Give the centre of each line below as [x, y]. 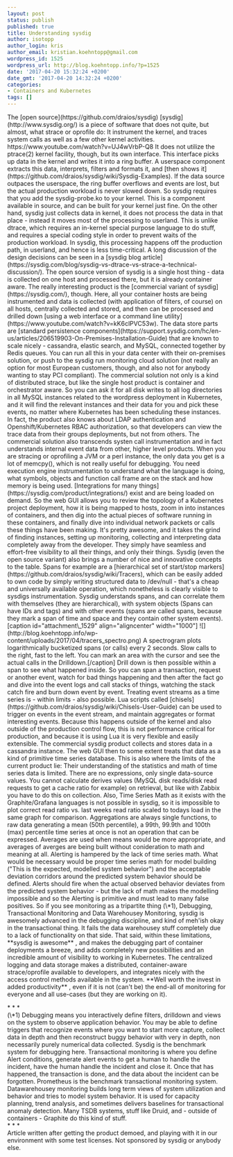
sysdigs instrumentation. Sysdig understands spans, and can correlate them [116, 596]
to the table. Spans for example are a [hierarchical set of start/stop [102, 567]
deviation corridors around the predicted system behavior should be [105, 876]
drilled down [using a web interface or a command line [85, 316]
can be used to [200, 707]
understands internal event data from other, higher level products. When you [116, 449]
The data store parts [189, 324]
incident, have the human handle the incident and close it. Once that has [110, 1066]
